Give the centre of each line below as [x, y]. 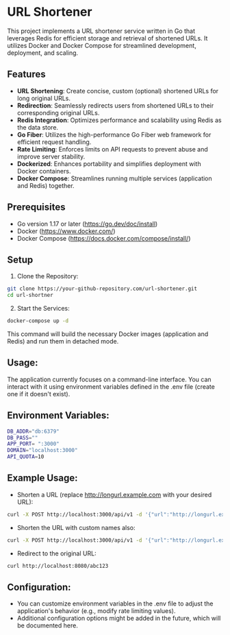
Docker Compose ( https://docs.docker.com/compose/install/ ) [104, 238]
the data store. [38, 127]
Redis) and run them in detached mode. [63, 341]
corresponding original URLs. [58, 112]
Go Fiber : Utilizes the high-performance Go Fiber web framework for [114, 134]
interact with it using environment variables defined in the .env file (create [111, 386]
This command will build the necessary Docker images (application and [108, 334]
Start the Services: [43, 309]
